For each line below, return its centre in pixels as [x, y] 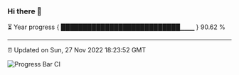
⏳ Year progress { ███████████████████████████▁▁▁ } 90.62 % [117, 27]
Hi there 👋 [25, 11]
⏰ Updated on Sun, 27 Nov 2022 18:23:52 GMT [77, 50]
